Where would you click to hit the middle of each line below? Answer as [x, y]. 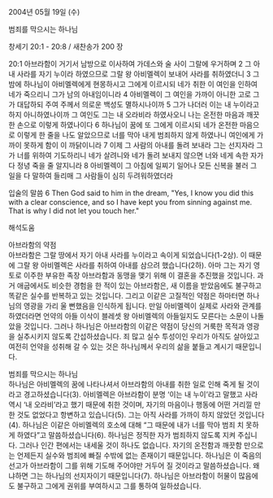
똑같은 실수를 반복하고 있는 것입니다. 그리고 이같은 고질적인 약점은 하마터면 [127, 296]
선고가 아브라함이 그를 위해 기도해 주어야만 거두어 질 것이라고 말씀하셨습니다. [130, 465]
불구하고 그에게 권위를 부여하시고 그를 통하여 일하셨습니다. [109, 486]
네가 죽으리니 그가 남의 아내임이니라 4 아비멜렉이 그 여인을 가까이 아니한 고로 [130, 94]
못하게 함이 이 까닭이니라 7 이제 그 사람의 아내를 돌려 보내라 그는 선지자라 [139, 145]
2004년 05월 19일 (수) [44, 12]
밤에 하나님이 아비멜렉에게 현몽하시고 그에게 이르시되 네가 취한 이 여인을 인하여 [133, 84]
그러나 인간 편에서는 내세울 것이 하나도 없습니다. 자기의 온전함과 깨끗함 [130, 445]
